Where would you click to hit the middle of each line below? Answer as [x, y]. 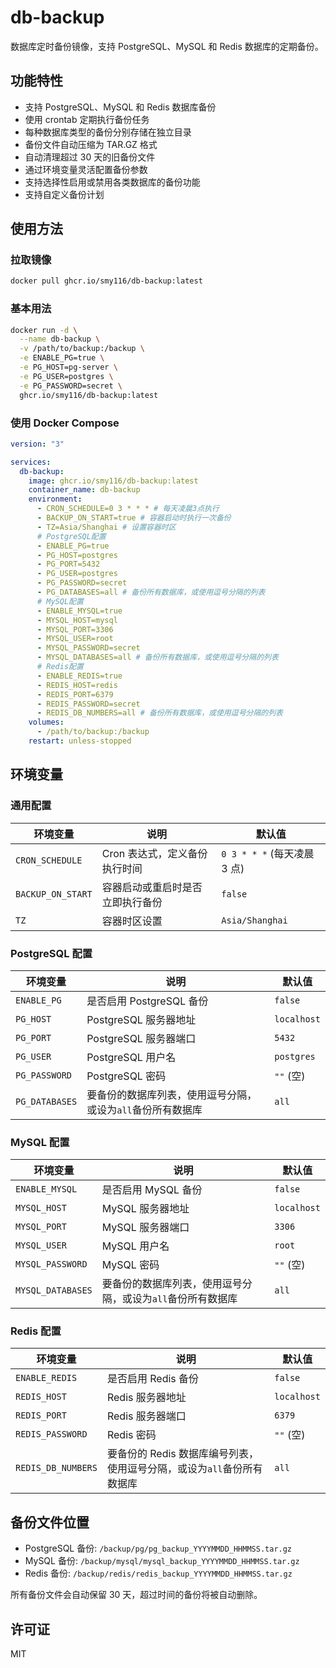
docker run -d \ [44, 330]
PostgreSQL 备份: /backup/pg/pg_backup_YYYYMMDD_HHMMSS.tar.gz [158, 1548]
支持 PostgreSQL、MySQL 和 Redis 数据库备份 [120, 107]
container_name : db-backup [84, 490]
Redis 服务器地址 [146, 1398]
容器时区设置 [132, 921]
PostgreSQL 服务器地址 [141, 1019]
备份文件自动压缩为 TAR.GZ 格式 [91, 144]
